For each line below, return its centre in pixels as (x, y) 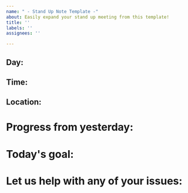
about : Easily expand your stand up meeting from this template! (88, 17)
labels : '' (19, 28)
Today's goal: (40, 154)
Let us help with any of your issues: (94, 181)
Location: (24, 102)
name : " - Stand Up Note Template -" (52, 11)
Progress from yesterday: (70, 127)
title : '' (18, 22)
